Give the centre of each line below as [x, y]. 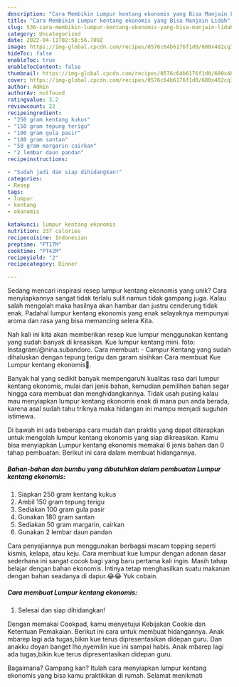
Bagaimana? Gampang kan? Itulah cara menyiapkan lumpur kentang [107, 668]
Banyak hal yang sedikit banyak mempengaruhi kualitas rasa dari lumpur [113, 379]
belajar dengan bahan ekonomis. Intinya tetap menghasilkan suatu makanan [118, 568]
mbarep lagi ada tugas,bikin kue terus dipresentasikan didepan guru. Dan [115, 639]
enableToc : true [31, 60]
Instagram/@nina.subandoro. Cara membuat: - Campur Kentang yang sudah [119, 350]
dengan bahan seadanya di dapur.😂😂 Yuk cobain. [83, 576]
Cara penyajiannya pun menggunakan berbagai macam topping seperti [112, 546]
